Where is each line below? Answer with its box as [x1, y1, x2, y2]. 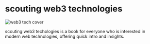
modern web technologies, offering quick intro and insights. [5, 33, 125, 39]
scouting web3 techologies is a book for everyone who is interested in [5, 28, 146, 34]
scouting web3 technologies [5, 3, 123, 14]
